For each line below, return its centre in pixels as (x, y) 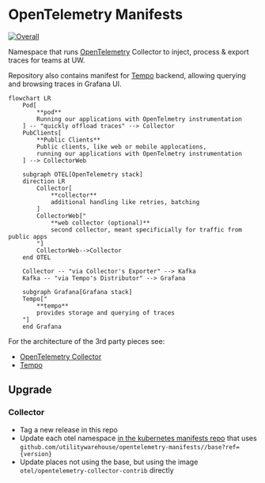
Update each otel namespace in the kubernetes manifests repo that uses (138, 438)
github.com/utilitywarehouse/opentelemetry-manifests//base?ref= (129, 447)
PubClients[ (42, 133)
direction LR (44, 181)
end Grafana (42, 326)
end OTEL (37, 257)
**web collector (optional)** (100, 223)
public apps (28, 236)
